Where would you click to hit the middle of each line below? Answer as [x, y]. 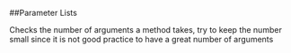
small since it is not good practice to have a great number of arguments [141, 39]
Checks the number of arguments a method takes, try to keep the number [146, 30]
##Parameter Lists [44, 13]
